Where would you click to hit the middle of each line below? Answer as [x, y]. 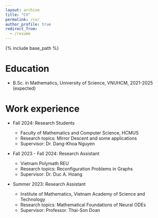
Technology [33, 199]
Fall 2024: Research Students [44, 123]
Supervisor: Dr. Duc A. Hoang [51, 174]
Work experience [43, 109]
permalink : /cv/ [22, 19]
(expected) [24, 88]
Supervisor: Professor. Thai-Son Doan [60, 210]
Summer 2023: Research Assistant [49, 184]
